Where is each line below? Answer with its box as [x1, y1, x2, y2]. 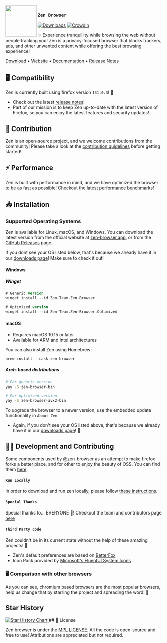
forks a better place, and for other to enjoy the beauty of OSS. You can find [5, 461, 160, 467]
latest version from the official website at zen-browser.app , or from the [5, 234, 151, 241]
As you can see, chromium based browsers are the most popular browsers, [5, 584, 161, 590]
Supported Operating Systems [5, 218, 81, 225]
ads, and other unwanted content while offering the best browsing [5, 43, 142, 49]
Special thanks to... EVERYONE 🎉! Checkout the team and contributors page [5, 510, 162, 516]
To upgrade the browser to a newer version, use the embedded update [5, 407, 151, 413]
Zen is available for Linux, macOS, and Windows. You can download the [5, 229, 154, 235]
